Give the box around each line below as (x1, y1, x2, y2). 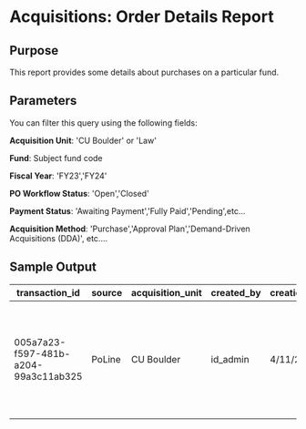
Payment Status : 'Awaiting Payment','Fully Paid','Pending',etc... (9, 205, 246, 216)
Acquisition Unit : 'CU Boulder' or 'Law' (9, 135, 158, 146)
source (90, 286, 123, 299)
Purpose (9, 43, 59, 58)
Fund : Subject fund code (9, 152, 103, 163)
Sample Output (9, 260, 97, 275)
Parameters (9, 93, 77, 108)
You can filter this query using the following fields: (9, 117, 198, 128)
